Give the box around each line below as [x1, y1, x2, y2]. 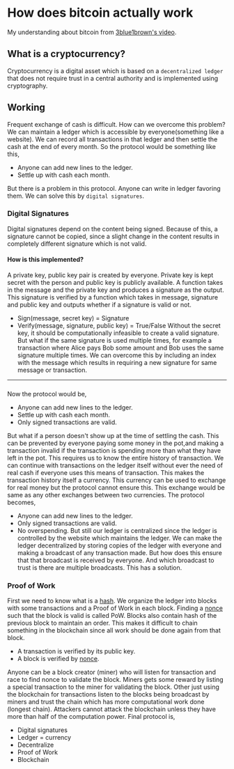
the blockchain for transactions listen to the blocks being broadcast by [7, 690, 210, 699]
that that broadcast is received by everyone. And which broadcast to [17, 556, 214, 564]
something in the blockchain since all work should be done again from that [7, 626, 221, 635]
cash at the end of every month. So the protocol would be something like [7, 142, 216, 150]
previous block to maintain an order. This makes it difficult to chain [7, 619, 198, 628]
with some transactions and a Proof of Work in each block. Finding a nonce [7, 604, 223, 612]
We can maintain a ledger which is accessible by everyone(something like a [7, 127, 224, 136]
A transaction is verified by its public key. [17, 647, 136, 655]
